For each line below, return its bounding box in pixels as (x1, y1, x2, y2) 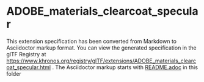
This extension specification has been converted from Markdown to (6, 37, 177, 45)
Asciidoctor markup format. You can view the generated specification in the (6, 44, 197, 51)
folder (6, 70, 21, 77)
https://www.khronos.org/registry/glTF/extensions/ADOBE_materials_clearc (6, 57, 197, 64)
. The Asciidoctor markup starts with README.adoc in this (51, 63, 199, 71)
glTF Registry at (6, 50, 46, 58)
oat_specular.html (6, 63, 51, 71)
